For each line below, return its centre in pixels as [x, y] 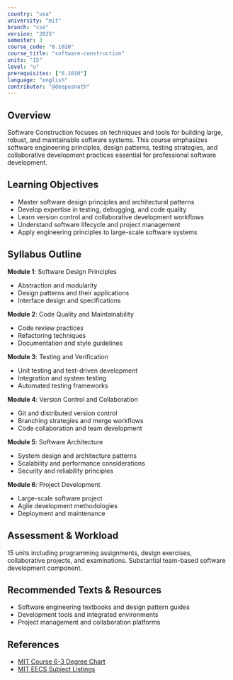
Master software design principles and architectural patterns [106, 202]
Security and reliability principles [66, 471]
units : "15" [25, 60]
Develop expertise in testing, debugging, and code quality [102, 209]
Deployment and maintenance [61, 513]
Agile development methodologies [68, 505]
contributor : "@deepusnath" [49, 87]
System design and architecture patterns [77, 456]
